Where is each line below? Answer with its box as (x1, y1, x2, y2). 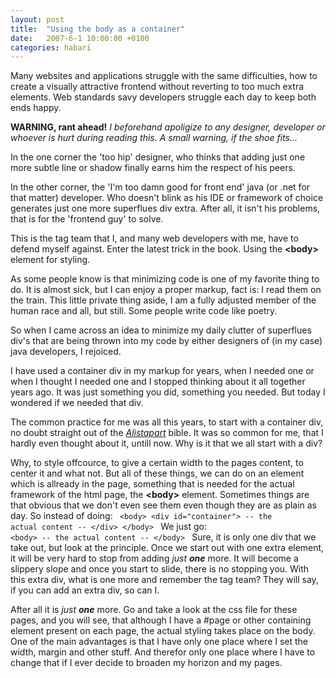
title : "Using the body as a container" (10, 24, 186, 34)
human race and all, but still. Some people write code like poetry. (10, 305, 278, 317)
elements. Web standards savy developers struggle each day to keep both (10, 91, 317, 103)
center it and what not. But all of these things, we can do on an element (10, 467, 305, 480)
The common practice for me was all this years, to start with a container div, (10, 416, 324, 428)
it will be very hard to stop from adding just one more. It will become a (10, 552, 299, 565)
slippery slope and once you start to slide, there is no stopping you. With (10, 563, 310, 575)
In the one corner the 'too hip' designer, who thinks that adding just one (10, 151, 306, 163)
